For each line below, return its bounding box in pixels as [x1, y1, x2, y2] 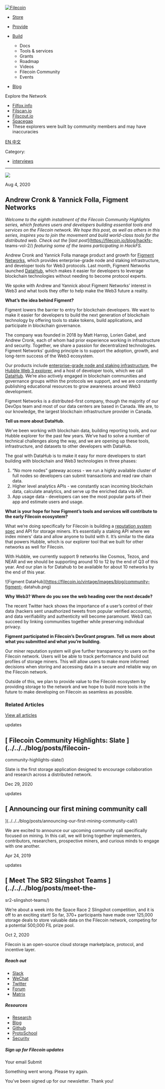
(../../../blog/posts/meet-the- [5, 884, 96, 892]
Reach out [5, 958, 27, 964]
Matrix [12, 991, 26, 997]
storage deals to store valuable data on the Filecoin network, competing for [5, 917, 158, 923]
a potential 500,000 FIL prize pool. [5, 922, 75, 928]
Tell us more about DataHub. [5, 418, 65, 424]
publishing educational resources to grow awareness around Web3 [5, 383, 141, 389]
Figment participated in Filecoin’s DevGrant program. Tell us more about [5, 633, 155, 639]
